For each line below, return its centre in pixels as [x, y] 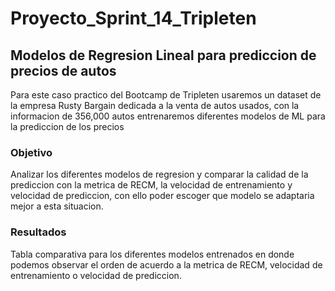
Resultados [38, 232]
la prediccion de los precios [67, 126]
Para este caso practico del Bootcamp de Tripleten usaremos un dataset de [166, 95]
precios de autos [63, 70]
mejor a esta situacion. [57, 206]
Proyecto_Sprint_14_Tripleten [133, 18]
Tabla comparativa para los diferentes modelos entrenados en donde [152, 254]
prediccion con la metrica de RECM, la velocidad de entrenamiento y [151, 185]
